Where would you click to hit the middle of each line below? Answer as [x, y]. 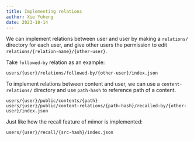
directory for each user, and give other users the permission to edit [87, 45]
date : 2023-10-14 [27, 22]
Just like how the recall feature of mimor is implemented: [75, 122]
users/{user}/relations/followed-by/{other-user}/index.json [82, 73]
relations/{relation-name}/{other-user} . [57, 51]
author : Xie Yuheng [30, 17]
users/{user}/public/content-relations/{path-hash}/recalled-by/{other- [96, 106]
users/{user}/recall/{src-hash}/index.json [60, 133]
